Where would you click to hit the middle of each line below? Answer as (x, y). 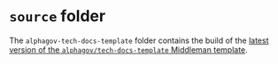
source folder (58, 16)
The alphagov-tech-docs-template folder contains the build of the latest (139, 40)
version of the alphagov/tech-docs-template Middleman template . (128, 49)
